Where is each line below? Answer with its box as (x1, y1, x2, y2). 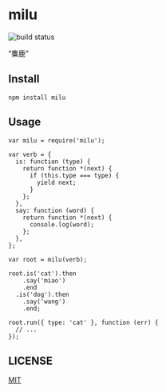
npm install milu (8, 94, 66, 102)
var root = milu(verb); (8, 255, 88, 263)
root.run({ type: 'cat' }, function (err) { (8, 318, 159, 326)
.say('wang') (22, 298, 66, 306)
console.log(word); (29, 220, 94, 229)
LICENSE (8, 354, 53, 367)
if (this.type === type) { (29, 171, 120, 179)
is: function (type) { (15, 158, 91, 166)
